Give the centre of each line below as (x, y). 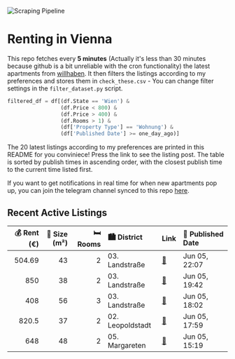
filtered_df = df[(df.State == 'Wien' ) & (69, 101)
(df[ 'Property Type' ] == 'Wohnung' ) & (117, 127)
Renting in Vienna (60, 39)
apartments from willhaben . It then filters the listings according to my (107, 73)
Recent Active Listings (57, 213)
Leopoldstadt (129, 325)
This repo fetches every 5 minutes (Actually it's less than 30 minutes (107, 58)
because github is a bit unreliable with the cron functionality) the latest (109, 66)
